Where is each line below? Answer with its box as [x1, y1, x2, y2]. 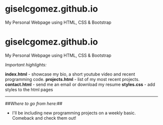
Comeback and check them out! [12, 115, 77, 121]
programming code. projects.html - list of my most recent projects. [5, 76, 140, 82]
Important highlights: [5, 62, 47, 67]
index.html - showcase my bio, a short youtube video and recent [5, 71, 135, 77]
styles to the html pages [5, 86, 53, 93]
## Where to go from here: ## [5, 100, 63, 106]
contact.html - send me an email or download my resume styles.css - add [5, 81, 155, 87]
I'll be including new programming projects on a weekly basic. [12, 110, 136, 116]
